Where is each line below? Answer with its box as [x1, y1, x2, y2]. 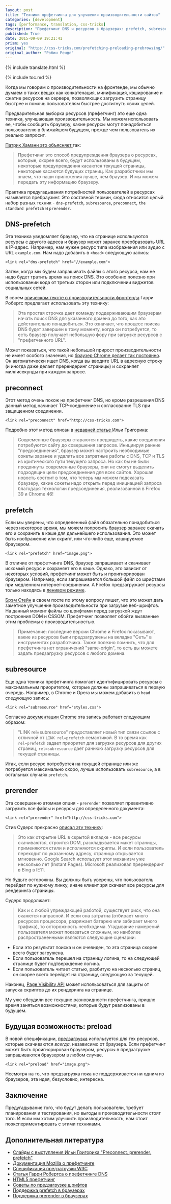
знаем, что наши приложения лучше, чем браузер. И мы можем [17, 173, 158, 179]
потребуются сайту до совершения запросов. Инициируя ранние [17, 442, 161, 448]
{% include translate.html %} [5, 64, 66, 70]
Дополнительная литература [5, 1136, 104, 1144]
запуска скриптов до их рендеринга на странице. [5, 986, 113, 993]
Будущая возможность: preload [5, 1022, 112, 1031]
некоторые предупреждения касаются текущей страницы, [17, 162, 146, 169]
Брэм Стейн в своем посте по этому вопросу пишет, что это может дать [5, 597, 164, 603]
